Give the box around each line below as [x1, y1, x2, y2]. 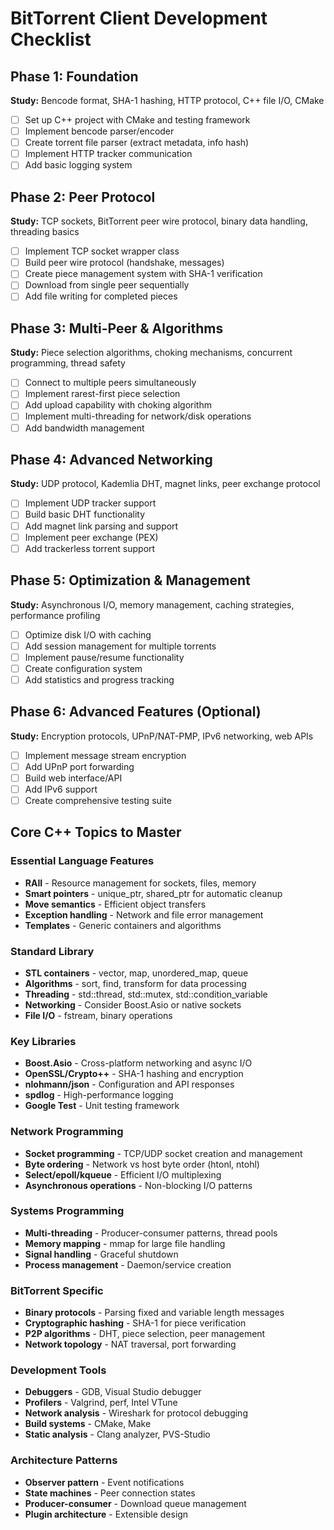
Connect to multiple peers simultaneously [24, 377, 197, 389]
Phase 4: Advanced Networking [10, 451, 213, 468]
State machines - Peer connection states [24, 1487, 196, 1499]
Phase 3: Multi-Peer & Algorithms [10, 320, 224, 337]
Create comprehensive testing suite [24, 794, 172, 806]
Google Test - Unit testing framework [24, 1100, 180, 1112]
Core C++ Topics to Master [10, 824, 182, 841]
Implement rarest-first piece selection [24, 388, 181, 400]
